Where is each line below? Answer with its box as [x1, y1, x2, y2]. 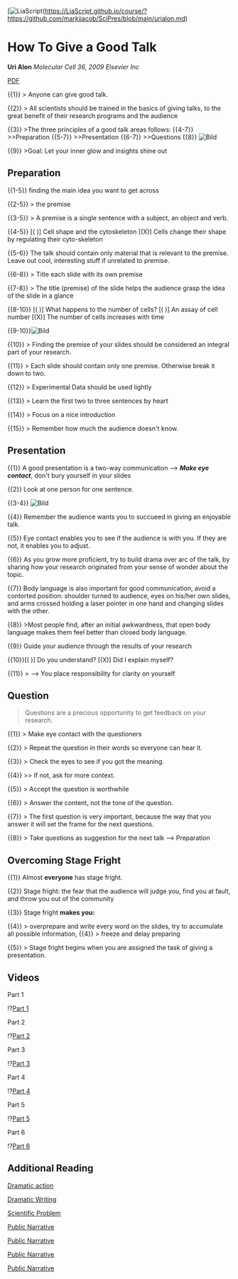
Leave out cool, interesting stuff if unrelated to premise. [7, 256, 170, 264]
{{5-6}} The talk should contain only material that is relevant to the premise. [7, 249, 229, 257]
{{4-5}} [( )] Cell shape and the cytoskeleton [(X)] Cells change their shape [7, 227, 227, 236]
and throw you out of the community [7, 895, 114, 903]
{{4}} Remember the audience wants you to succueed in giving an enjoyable [7, 512, 231, 521]
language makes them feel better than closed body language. [7, 627, 187, 636]
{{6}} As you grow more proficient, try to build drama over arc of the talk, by [7, 555, 230, 563]
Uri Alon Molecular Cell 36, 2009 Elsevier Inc [7, 63, 140, 71]
